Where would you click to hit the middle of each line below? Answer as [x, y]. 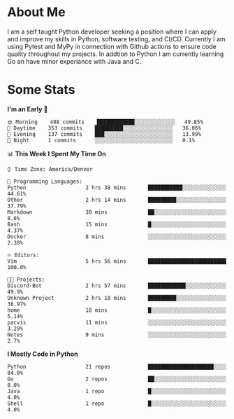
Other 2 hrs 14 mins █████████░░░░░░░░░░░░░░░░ [117, 200]
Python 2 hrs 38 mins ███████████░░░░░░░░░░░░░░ [117, 187]
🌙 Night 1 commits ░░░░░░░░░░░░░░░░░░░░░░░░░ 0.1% [101, 140]
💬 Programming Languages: [45, 181]
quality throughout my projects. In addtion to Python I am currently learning [116, 54]
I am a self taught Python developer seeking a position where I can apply [112, 32]
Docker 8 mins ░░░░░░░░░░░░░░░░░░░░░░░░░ [117, 236]
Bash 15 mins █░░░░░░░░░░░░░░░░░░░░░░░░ [117, 224]
